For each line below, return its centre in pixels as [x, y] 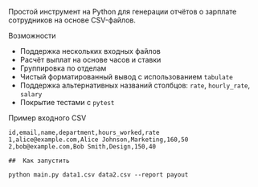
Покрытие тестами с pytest [67, 102]
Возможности [32, 36]
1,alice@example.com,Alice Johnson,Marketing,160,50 [98, 140]
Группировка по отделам [63, 68]
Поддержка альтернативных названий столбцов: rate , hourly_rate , [135, 85]
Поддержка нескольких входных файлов [90, 51]
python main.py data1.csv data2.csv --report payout [98, 175]
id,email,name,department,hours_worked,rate [84, 132]
